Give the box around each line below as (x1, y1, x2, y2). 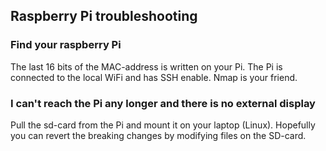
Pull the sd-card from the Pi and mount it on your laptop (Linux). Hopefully (10, 119, 316, 131)
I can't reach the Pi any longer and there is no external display (10, 96, 316, 110)
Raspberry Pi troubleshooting (10, 8, 198, 25)
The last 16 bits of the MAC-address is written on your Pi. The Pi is (10, 60, 283, 73)
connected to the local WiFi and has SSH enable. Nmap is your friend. (10, 71, 298, 83)
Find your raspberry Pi (10, 38, 122, 52)
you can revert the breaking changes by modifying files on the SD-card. (10, 129, 307, 141)
